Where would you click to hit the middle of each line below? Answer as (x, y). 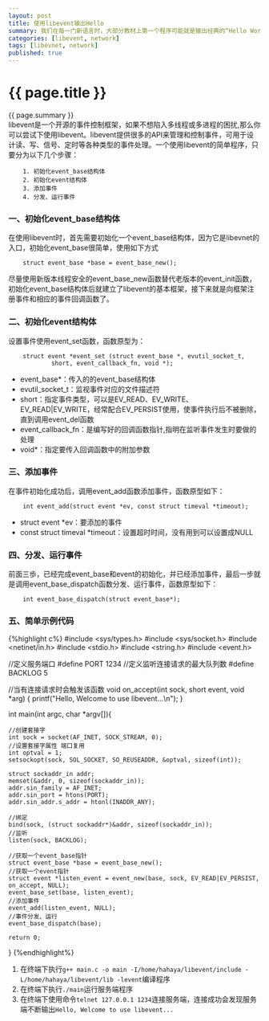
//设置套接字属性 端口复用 (47, 746)
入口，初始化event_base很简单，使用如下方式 (83, 248)
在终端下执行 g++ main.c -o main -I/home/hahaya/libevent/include (130, 970)
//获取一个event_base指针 (48, 856)
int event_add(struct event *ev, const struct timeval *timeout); (136, 506)
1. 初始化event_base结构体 (64, 171)
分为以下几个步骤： (46, 154)
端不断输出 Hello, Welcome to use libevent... (97, 1010)
